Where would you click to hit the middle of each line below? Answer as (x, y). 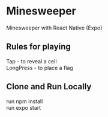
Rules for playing (38, 47)
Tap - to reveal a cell (31, 61)
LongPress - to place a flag (40, 68)
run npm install (25, 101)
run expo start (24, 107)
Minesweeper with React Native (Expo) (54, 28)
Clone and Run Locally (49, 87)
